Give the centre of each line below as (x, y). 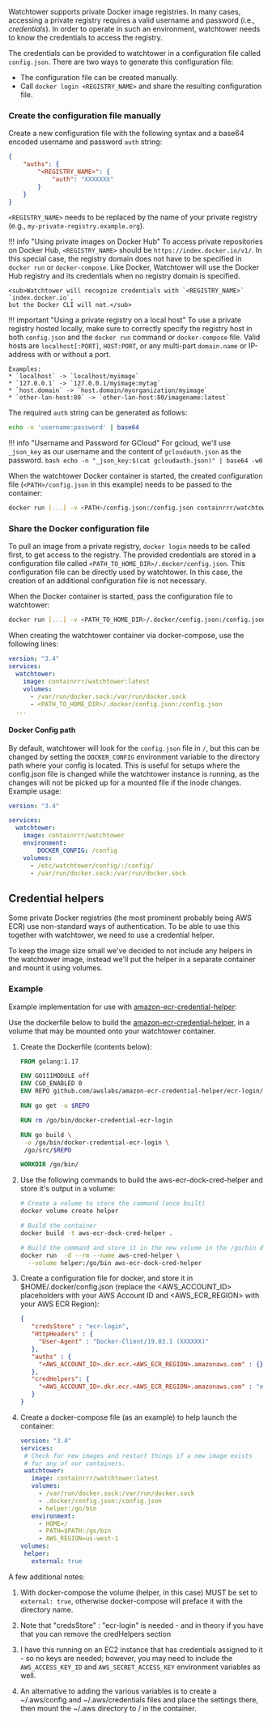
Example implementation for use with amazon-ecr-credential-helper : (123, 1007)
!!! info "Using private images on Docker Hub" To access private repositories (136, 241)
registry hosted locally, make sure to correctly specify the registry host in (130, 329)
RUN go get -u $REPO (55, 1106)
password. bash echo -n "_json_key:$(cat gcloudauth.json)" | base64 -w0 (136, 460)
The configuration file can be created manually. (99, 77)
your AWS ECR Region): (59, 1304)
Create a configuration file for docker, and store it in (106, 1278)
